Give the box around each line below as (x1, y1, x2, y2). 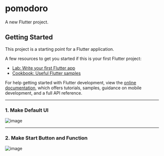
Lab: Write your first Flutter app (12, 65, 76, 71)
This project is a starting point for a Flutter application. (5, 46, 114, 52)
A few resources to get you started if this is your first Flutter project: (5, 56, 142, 61)
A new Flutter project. (5, 19, 49, 25)
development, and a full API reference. (5, 90, 82, 96)
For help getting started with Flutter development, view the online (5, 79, 137, 85)
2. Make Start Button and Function (5, 135, 88, 141)
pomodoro (5, 3, 48, 14)
